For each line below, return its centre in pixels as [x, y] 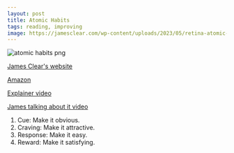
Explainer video [30, 93]
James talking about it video [48, 107]
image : [17, 33]
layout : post [26, 14]
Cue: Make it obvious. [48, 120]
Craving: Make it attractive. [56, 128]
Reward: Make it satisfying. [56, 143]
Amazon [19, 80]
